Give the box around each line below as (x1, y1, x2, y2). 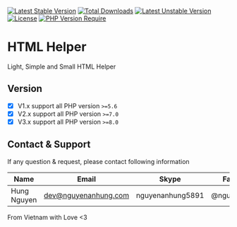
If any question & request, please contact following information (7, 157, 190, 165)
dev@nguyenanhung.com (43, 190, 129, 200)
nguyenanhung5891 (135, 190, 205, 200)
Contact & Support (7, 139, 91, 151)
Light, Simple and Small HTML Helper (7, 62, 116, 71)
